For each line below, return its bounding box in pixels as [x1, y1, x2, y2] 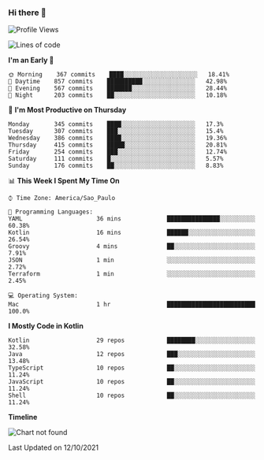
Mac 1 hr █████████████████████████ [8, 301, 256, 309]
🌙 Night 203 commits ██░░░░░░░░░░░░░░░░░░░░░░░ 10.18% [8, 91, 227, 99]
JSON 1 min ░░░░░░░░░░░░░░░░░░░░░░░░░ [8, 256, 256, 265]
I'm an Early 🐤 [8, 55, 54, 65]
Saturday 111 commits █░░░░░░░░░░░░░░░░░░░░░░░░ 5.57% [8, 155, 224, 163]
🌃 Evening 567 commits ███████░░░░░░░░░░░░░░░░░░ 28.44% [8, 84, 227, 93]
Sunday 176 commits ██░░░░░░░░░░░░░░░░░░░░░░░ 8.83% [8, 161, 224, 170]
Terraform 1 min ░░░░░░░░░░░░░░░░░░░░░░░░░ [8, 270, 256, 278]
